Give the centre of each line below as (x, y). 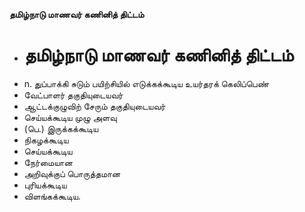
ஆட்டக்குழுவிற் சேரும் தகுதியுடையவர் (94, 106)
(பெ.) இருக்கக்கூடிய (61, 128)
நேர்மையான (48, 162)
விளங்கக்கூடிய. (52, 196)
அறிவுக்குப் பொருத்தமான (72, 173)
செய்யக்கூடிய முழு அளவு (70, 117)
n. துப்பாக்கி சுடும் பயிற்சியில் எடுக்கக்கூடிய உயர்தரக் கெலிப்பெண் (146, 83)
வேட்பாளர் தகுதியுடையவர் (73, 95)
